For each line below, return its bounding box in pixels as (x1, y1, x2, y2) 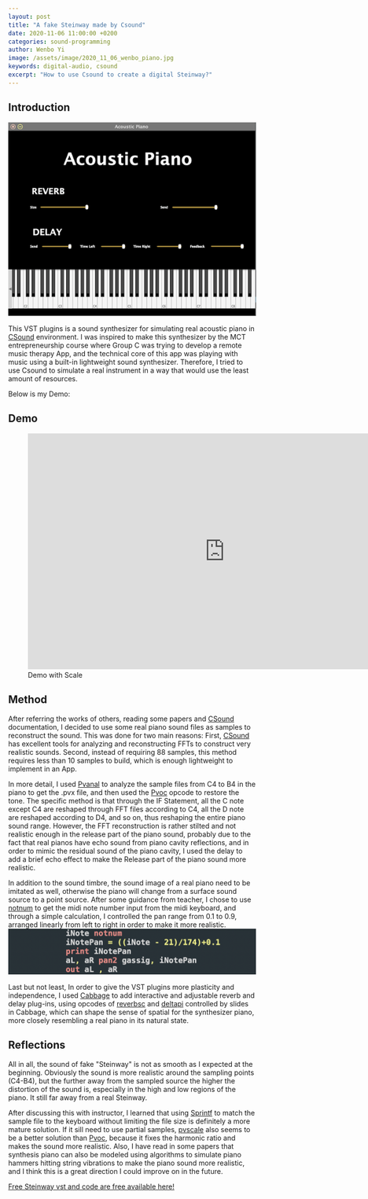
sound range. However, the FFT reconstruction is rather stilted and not (8, 821, 237, 830)
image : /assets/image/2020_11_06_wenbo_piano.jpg (8, 54, 175, 62)
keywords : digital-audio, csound (8, 63, 118, 71)
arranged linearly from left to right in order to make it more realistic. (8, 920, 226, 929)
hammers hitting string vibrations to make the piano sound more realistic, (8, 1158, 245, 1168)
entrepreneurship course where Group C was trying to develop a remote (8, 340, 242, 350)
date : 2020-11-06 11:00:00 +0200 (8, 29, 118, 37)
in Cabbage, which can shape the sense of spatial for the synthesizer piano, (8, 1007, 255, 1017)
